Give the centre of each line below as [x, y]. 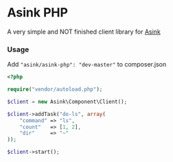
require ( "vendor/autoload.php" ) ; [55, 90]
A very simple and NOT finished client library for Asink [84, 32]
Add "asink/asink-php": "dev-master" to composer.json [87, 65]
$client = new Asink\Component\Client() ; [67, 102]
